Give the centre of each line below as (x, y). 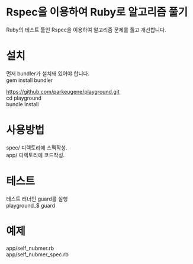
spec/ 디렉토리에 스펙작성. (37, 147)
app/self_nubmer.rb (30, 248)
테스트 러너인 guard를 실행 (37, 199)
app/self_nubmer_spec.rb (38, 254)
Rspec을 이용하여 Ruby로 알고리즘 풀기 (97, 12)
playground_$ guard (30, 205)
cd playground (24, 98)
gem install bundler (30, 80)
